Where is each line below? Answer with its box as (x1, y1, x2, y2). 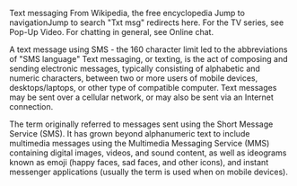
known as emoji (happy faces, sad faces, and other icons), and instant (9, 157, 269, 167)
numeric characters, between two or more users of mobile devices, (9, 73, 258, 84)
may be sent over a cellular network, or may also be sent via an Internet (9, 92, 274, 102)
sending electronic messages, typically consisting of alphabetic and (9, 63, 260, 74)
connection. (9, 102, 54, 111)
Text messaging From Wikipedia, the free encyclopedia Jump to (9, 8, 245, 18)
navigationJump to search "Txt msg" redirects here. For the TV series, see (9, 17, 284, 28)
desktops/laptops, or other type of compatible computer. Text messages (9, 83, 277, 93)
